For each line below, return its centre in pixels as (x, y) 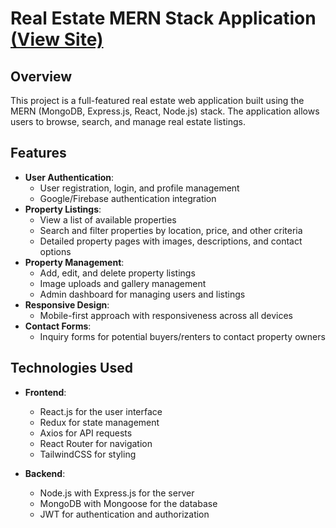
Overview (41, 76)
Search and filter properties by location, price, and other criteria (171, 230)
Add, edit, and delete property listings (117, 273)
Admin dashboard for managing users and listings (142, 294)
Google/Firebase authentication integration (128, 198)
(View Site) (57, 39)
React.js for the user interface (101, 411)
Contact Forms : (58, 326)
